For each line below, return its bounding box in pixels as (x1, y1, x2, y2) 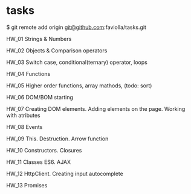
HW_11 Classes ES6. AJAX (6, 158, 71, 166)
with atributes (6, 111, 40, 119)
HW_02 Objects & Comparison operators (6, 46, 108, 54)
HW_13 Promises (6, 181, 48, 189)
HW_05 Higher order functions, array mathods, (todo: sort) (6, 82, 152, 89)
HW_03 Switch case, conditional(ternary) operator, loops (6, 58, 148, 66)
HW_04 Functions (6, 70, 51, 77)
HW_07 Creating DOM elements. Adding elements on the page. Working (6, 105, 186, 112)
